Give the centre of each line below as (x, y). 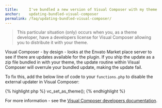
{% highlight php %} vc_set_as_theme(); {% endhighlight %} (65, 91)
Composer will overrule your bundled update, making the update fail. (74, 67)
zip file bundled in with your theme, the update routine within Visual (72, 62)
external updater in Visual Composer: (42, 82)
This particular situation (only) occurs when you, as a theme (77, 32)
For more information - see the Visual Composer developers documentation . (81, 101)
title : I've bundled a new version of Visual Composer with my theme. (82, 9)
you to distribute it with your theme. (52, 43)
